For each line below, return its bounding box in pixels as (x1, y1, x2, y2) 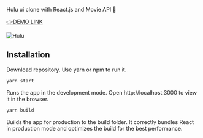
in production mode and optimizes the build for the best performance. (6, 125, 183, 132)
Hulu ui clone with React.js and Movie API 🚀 (6, 6, 117, 13)
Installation (6, 49, 50, 60)
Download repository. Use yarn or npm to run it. (6, 66, 127, 73)
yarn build (6, 107, 34, 113)
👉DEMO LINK (6, 18, 43, 25)
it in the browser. (6, 95, 49, 103)
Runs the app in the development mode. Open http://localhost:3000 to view (6, 89, 197, 96)
